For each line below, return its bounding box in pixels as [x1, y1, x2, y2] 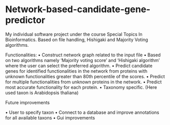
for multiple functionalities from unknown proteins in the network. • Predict [5, 79, 162, 85]
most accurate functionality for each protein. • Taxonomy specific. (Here [5, 84, 157, 90]
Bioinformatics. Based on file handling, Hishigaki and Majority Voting [5, 37, 148, 43]
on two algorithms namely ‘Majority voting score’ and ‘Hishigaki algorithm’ [5, 57, 160, 63]
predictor [5, 14, 46, 26]
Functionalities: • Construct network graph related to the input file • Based [5, 52, 161, 58]
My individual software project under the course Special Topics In [5, 31, 143, 37]
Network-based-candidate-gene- [5, 4, 151, 15]
